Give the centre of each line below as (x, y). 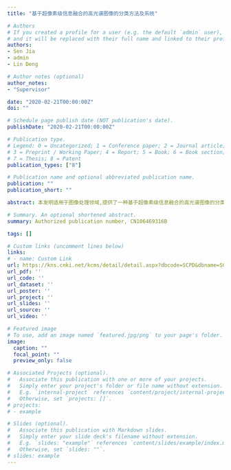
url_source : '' (29, 310)
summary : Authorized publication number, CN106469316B (87, 221)
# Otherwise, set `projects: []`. (59, 399)
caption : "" (31, 348)
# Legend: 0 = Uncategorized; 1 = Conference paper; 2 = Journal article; (117, 146)
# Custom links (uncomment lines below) (66, 246)
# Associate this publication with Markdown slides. (87, 430)
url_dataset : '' (30, 284)
